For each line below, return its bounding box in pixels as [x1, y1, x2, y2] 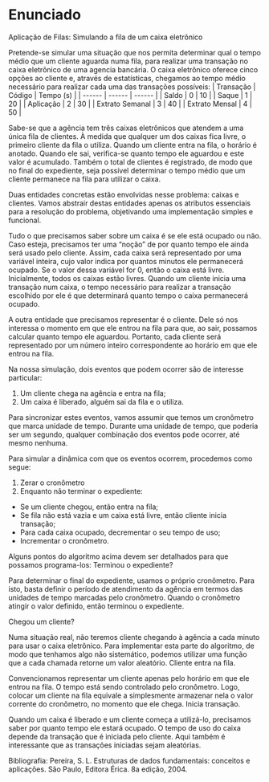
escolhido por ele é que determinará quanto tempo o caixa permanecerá [8, 291, 249, 300]
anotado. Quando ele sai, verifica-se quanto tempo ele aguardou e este [8, 149, 245, 158]
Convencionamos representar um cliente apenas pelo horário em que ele [8, 673, 250, 683]
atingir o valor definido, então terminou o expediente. [8, 601, 185, 611]
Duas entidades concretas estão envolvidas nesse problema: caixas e [8, 189, 239, 199]
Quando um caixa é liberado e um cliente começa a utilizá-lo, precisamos [8, 715, 251, 724]
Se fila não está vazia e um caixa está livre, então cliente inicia [19, 510, 227, 519]
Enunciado [8, 6, 82, 24]
